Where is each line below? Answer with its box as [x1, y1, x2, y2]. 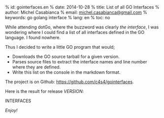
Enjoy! [5, 108, 18, 113]
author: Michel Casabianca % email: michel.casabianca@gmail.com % [5, 9, 147, 15]
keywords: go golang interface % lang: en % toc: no [5, 15, 110, 20]
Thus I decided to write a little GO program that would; [5, 44, 115, 50]
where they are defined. [12, 64, 61, 70]
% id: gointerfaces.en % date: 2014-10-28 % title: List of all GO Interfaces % [5, 4, 160, 10]
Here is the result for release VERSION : [5, 88, 84, 94]
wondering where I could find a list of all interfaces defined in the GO [5, 29, 145, 35]
